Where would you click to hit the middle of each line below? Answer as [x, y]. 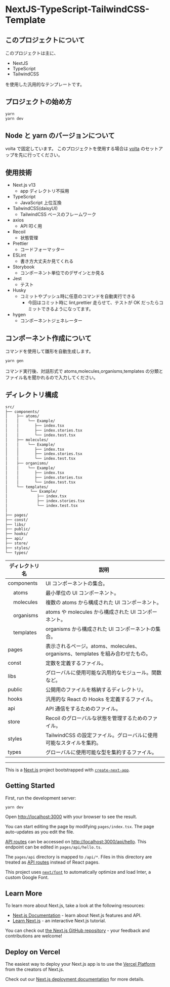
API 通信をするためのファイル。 [83, 708]
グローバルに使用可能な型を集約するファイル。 [101, 752]
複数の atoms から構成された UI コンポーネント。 [103, 602]
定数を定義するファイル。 [76, 663]
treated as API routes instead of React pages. [52, 862]
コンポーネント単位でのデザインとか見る [62, 273]
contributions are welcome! [34, 936]
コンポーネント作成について [49, 338]
